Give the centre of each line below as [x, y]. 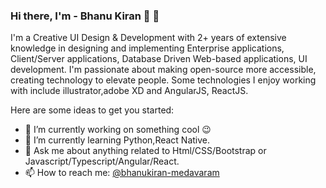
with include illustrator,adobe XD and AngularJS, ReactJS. [129, 91]
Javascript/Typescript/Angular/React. [102, 161]
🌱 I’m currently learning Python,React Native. [117, 140]
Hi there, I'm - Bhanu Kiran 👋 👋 [85, 16]
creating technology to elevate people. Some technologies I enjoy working [163, 80]
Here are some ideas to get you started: [92, 110]
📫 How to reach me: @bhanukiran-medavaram [122, 173]
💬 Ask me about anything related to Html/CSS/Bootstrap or [145, 151]
